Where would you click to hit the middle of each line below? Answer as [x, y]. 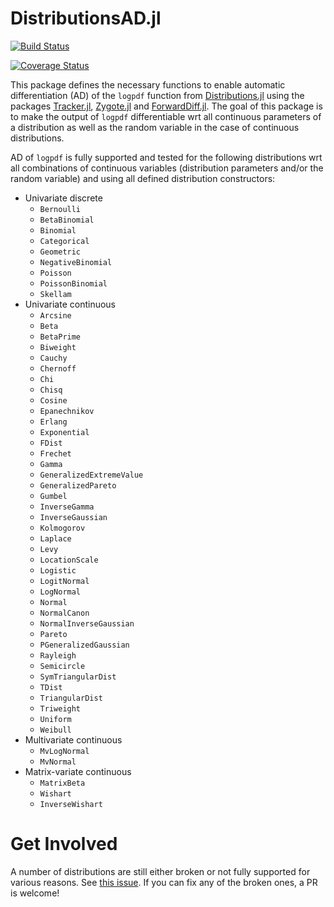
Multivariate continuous [73, 739]
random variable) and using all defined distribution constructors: [143, 178]
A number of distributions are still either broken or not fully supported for [160, 871]
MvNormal [58, 762]
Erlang [53, 422]
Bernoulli [60, 209]
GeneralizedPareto [78, 485]
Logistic [58, 570]
